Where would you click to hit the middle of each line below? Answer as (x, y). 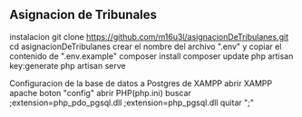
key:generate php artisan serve (68, 65)
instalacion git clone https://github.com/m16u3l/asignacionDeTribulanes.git (149, 36)
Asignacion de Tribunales (83, 15)
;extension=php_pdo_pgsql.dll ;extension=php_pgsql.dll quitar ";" (132, 102)
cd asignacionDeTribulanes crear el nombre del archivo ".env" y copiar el (146, 46)
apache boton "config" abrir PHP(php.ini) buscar (101, 93)
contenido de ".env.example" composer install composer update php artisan (151, 56)
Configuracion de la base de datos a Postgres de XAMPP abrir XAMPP (141, 83)
